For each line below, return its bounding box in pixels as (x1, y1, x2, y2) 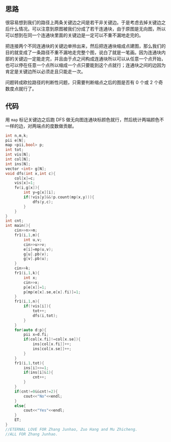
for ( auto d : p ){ (14, 327, 47, 332)
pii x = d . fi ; (23, 332, 49, 337)
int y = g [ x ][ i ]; (23, 190, 56, 195)
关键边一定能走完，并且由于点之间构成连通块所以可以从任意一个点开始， (14, 56, 166, 62)
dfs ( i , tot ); (32, 313, 58, 318)
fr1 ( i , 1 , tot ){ (14, 360, 44, 366)
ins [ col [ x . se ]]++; (32, 346, 72, 351)
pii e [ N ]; (5, 138, 26, 143)
